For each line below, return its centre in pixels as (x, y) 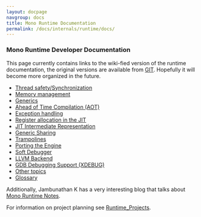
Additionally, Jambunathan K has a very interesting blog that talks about (96, 189)
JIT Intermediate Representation (55, 126)
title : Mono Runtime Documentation (51, 23)
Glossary (26, 177)
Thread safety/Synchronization (54, 88)
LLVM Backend (34, 158)
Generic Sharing (35, 132)
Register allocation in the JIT (51, 120)
